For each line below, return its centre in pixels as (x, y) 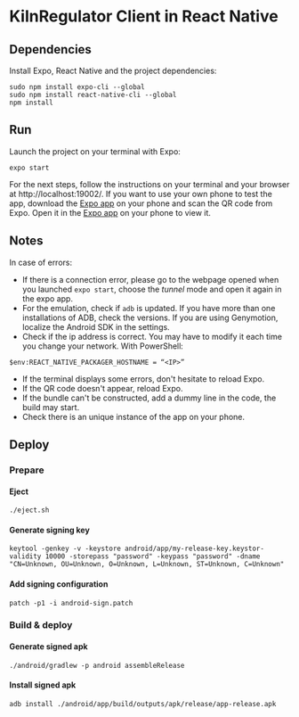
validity (25, 556)
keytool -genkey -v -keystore (65, 549)
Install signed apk (43, 685)
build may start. (51, 407)
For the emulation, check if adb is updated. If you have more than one (149, 308)
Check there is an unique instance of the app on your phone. (133, 416)
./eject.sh (29, 510)
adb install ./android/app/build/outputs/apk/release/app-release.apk (143, 704)
